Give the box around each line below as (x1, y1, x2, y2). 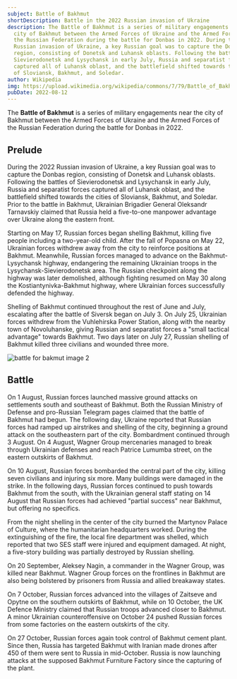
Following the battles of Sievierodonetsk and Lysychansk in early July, (7, 177, 212, 186)
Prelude (7, 144, 42, 156)
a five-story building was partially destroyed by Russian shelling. (7, 548, 195, 556)
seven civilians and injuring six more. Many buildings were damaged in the (7, 474, 224, 482)
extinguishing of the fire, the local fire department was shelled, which (7, 532, 209, 541)
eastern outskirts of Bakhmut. (7, 452, 94, 461)
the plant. (7, 663, 35, 672)
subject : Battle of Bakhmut (7, 10, 90, 18)
